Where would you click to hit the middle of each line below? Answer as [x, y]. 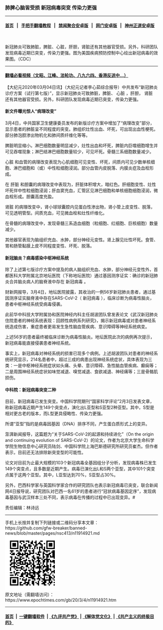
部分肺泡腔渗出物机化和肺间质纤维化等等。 [48, 135]
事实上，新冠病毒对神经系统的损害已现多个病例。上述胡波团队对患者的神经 [79, 353]
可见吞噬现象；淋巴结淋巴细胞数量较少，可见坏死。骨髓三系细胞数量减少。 [79, 151]
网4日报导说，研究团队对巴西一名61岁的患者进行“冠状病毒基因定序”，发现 [78, 491]
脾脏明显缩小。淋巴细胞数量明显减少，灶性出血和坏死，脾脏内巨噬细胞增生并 [81, 145]
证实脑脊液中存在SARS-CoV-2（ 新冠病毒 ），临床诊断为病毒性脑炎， [86, 298]
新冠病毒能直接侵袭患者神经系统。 [39, 343]
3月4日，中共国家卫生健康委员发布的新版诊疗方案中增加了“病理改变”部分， [80, 123]
